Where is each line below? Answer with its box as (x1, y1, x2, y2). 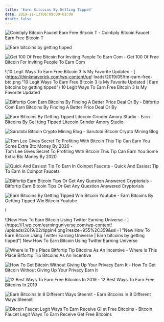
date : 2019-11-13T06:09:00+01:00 (5, 12, 73, 17)
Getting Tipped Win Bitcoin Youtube (5, 198, 77, 204)
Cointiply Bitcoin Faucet (101, 30, 150, 36)
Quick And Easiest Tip (114, 163, 159, 169)
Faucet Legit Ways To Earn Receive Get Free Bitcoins (5, 311, 112, 317)
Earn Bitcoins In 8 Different (97, 292, 151, 297)
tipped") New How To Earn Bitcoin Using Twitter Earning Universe (5, 238, 138, 243)
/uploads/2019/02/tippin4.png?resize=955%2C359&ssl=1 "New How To (5, 227, 150, 233)
